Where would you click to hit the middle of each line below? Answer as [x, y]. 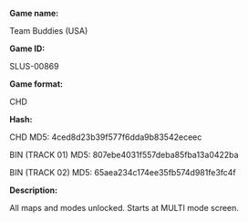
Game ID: [27, 48]
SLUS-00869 [34, 66]
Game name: [34, 13]
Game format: [36, 84]
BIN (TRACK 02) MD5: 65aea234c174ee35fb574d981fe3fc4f [123, 172]
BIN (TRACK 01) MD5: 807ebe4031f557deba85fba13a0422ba [124, 155]
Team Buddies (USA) [49, 31]
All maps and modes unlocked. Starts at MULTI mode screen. [124, 208]
